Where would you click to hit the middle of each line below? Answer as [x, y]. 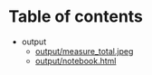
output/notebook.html [76, 61]
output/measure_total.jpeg [84, 51]
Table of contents [76, 17]
